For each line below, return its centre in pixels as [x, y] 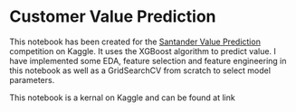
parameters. [32, 79]
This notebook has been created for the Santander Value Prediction [135, 42]
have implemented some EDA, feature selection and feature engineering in [148, 61]
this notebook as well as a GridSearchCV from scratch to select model [140, 70]
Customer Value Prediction [113, 17]
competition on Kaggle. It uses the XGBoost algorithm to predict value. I [143, 51]
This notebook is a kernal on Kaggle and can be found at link [122, 98]
